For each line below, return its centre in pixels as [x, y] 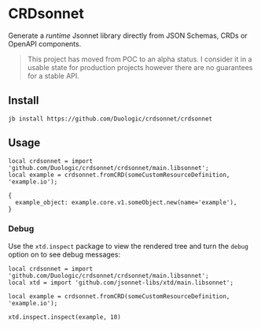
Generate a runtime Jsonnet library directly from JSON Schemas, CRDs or [128, 35]
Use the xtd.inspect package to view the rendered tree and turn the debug [129, 246]
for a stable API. [53, 76]
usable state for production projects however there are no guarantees [140, 67]
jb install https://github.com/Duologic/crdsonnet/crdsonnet [110, 119]
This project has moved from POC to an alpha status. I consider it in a [140, 59]
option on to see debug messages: [64, 254]
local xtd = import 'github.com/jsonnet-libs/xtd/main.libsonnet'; [121, 283]
